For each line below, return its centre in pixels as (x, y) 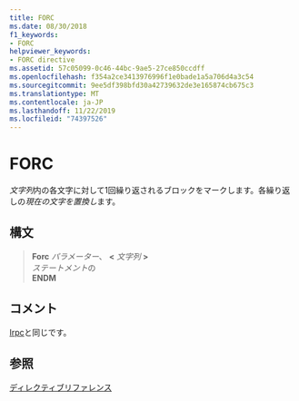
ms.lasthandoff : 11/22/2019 (63, 111)
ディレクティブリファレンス (60, 387)
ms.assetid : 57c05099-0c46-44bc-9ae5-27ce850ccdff (107, 69)
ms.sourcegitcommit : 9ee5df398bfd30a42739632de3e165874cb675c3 (132, 85)
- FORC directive (42, 60)
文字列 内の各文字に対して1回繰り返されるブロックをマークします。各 (138, 191)
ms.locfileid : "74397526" (58, 119)
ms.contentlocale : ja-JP (56, 102)
